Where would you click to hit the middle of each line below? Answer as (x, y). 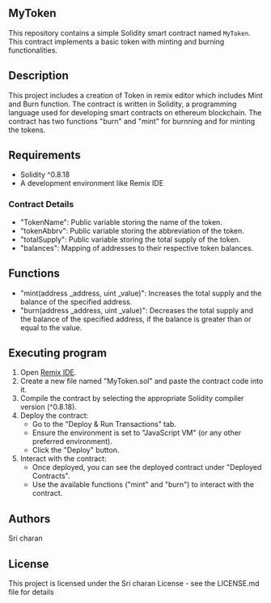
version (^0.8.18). (48, 407)
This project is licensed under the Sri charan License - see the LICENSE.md (134, 583)
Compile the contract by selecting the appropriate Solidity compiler (132, 398)
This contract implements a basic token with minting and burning (116, 41)
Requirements (44, 155)
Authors (30, 519)
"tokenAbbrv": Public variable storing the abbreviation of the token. (132, 230)
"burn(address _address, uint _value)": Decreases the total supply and (136, 310)
